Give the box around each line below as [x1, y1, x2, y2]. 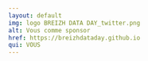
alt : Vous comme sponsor [8, 26, 91, 34]
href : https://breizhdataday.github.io [8, 33, 141, 42]
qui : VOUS [8, 41, 41, 49]
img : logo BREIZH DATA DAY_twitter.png [8, 19, 141, 27]
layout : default [8, 11, 62, 20]
